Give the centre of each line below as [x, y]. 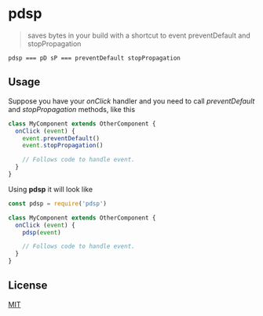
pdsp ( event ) [42, 232]
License [28, 286]
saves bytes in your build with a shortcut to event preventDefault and [139, 35]
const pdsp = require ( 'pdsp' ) [58, 203]
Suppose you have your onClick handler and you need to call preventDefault [131, 101]
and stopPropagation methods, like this [72, 109]
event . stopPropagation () [63, 146]
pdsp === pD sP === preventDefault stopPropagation [94, 58]
